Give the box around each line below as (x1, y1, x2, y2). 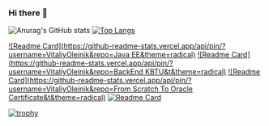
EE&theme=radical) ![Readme (131, 50, 230, 60)
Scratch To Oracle (132, 84, 193, 94)
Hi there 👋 (8, 7, 49, 19)
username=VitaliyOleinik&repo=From (8, 84, 131, 94)
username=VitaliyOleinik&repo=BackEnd (8, 67, 143, 77)
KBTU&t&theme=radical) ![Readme (144, 67, 261, 77)
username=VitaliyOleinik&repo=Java (8, 50, 130, 60)
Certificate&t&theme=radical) (8, 93, 106, 103)
